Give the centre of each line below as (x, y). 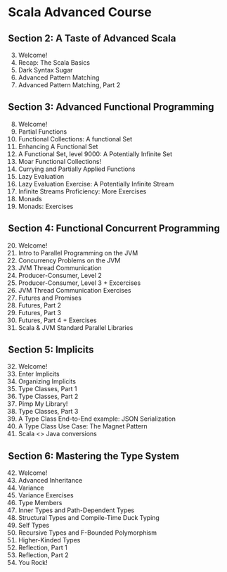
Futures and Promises (50, 298)
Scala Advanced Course (80, 12)
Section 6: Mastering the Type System (94, 456)
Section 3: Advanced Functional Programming (111, 107)
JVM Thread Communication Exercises (74, 290)
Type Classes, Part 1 (47, 389)
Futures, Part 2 (40, 305)
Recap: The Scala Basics (54, 63)
